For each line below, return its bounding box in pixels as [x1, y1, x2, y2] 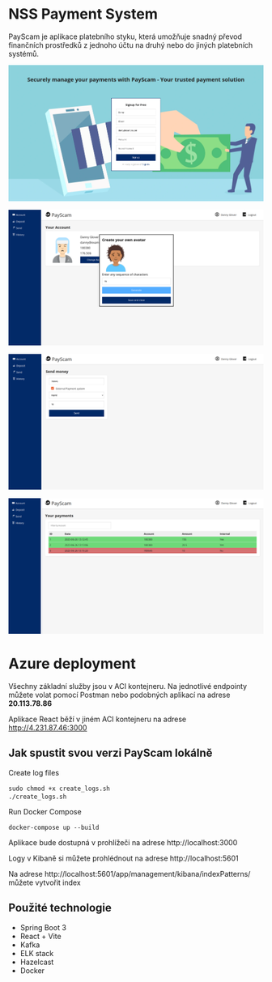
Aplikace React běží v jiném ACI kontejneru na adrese [8, 714, 187, 725]
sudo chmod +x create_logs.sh [8, 784, 111, 793]
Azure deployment [8, 655, 136, 673]
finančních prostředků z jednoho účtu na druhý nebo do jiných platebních [8, 40, 253, 49]
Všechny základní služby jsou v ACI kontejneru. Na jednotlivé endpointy [8, 682, 248, 691]
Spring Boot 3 [19, 922, 67, 932]
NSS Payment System [8, 5, 158, 23]
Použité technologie [8, 901, 112, 915]
